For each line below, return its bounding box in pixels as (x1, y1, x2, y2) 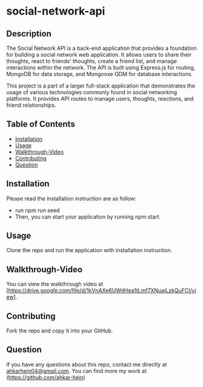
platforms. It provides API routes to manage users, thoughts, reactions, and (6, 95, 194, 102)
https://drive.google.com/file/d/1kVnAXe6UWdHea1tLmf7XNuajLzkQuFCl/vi (8, 287, 196, 294)
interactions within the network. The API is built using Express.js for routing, (6, 64, 196, 71)
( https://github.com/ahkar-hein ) (6, 374, 86, 381)
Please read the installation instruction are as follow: (6, 194, 136, 202)
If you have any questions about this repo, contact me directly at (6, 360, 167, 368)
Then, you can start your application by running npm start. (15, 213, 161, 220)
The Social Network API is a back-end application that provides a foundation (6, 44, 197, 52)
